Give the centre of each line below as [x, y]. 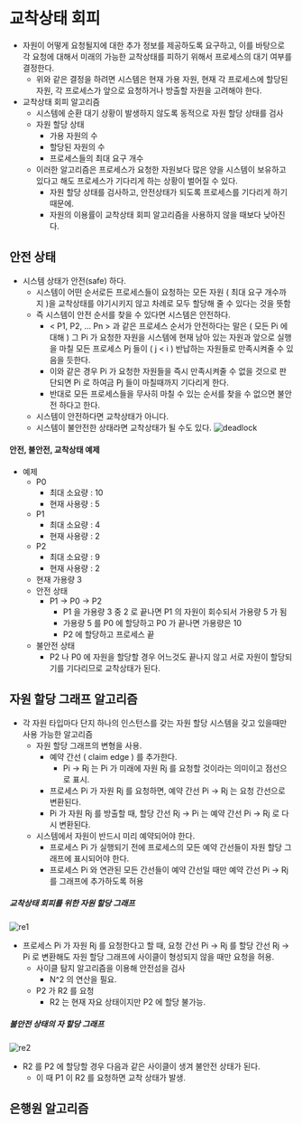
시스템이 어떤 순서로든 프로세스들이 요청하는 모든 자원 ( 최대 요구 [149, 292]
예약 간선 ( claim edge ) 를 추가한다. [113, 756]
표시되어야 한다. [101, 858]
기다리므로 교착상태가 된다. [113, 668]
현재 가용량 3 [59, 579]
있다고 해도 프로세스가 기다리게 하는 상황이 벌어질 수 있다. [137, 181]
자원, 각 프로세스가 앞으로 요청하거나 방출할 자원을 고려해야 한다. [149, 90]
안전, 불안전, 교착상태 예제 [55, 450]
